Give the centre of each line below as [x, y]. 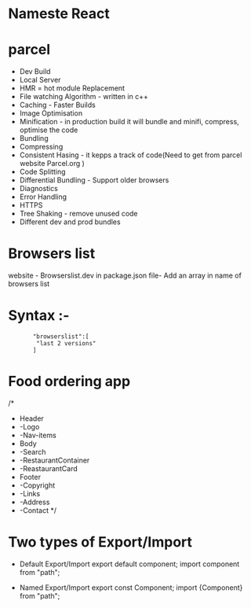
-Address [35, 502]
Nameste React [59, 14]
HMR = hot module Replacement [72, 88]
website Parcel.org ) [52, 164]
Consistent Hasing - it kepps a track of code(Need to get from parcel [131, 155]
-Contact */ [38, 510]
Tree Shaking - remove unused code [79, 214]
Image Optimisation [51, 113]
